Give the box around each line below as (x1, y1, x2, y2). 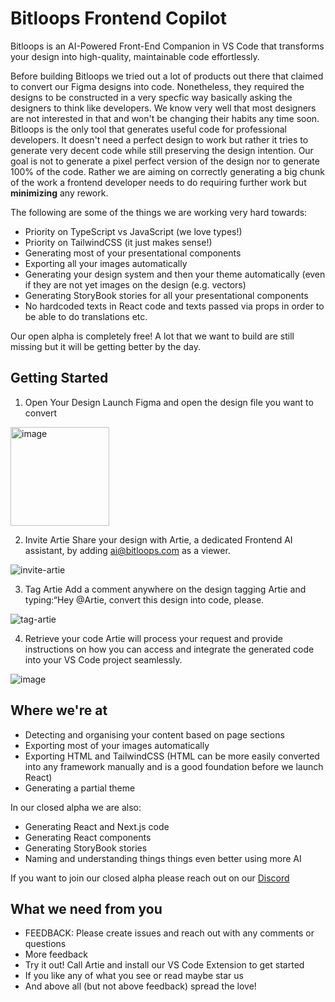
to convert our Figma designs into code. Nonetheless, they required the (10, 80, 305, 92)
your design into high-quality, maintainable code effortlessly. (10, 50, 260, 62)
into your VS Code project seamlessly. (24, 653, 183, 666)
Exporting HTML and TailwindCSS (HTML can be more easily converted (24, 750, 320, 762)
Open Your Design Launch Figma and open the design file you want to (24, 396, 314, 408)
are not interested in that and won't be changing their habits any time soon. (10, 112, 320, 124)
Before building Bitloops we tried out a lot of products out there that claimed (10, 70, 324, 82)
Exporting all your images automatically (24, 257, 188, 269)
